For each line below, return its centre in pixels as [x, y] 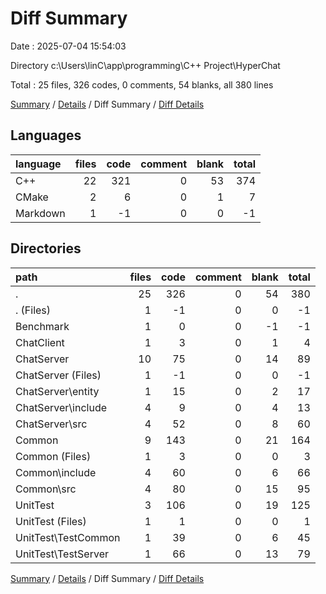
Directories [46, 248]
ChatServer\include [61, 407]
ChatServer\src [51, 424]
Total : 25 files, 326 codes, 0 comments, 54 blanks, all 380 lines [142, 84]
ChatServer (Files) [58, 375]
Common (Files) [53, 456]
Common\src [46, 489]
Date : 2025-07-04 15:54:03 [68, 46]
